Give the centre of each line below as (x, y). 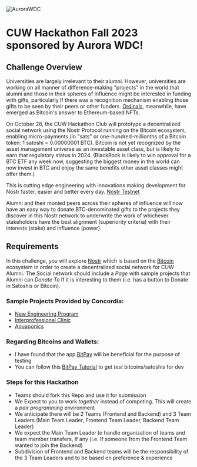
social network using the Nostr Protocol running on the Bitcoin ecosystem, (96, 130)
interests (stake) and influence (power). (54, 228)
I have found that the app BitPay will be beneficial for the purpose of (97, 355)
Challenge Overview (44, 67)
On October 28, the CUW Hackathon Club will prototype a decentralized (93, 124)
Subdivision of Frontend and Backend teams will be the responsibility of (101, 451)
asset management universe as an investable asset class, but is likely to (93, 149)
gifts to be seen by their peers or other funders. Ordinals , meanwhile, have (96, 106)
